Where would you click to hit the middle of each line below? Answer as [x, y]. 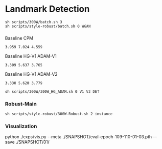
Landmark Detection [47, 9]
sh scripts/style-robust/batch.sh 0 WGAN [48, 26]
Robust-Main [21, 104]
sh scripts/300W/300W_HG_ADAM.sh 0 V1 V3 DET [52, 91]
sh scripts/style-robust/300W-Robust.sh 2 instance [59, 114]
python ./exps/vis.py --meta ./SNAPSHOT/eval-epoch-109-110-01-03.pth [79, 137]
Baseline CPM [19, 38]
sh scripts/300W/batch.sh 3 [34, 22]
